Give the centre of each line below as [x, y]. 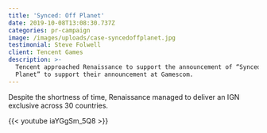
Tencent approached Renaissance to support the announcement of [124, 67]
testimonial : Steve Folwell [55, 45]
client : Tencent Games [46, 52]
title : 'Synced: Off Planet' [56, 15]
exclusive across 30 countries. [58, 105]
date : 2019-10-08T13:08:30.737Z [62, 23]
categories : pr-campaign [49, 30]
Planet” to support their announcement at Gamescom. [104, 74]
